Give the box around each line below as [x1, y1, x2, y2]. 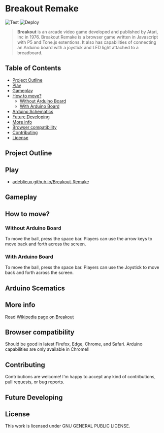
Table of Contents [5, 64, 62, 72]
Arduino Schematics [12, 108, 54, 114]
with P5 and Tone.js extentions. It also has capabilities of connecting [17, 39, 157, 45]
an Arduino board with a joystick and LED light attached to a [17, 44, 139, 50]
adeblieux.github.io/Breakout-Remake [12, 178, 90, 185]
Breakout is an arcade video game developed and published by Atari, [17, 29, 158, 34]
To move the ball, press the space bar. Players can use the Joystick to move [5, 265, 160, 270]
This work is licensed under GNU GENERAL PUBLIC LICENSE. [5, 423, 131, 429]
